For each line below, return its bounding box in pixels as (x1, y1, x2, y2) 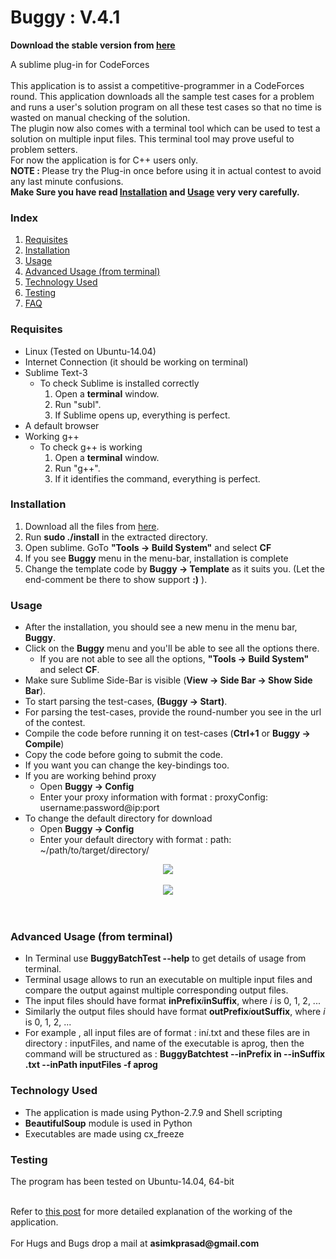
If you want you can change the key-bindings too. (24, 759, 230, 771)
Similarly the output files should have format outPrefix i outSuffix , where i (24, 1006, 326, 1018)
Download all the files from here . (24, 520, 160, 532)
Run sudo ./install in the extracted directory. (24, 531, 208, 543)
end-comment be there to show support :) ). (24, 573, 208, 585)
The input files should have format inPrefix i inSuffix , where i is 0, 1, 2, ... (24, 995, 321, 1007)
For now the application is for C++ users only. (10, 154, 199, 166)
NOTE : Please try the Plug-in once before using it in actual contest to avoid (10, 164, 322, 176)
